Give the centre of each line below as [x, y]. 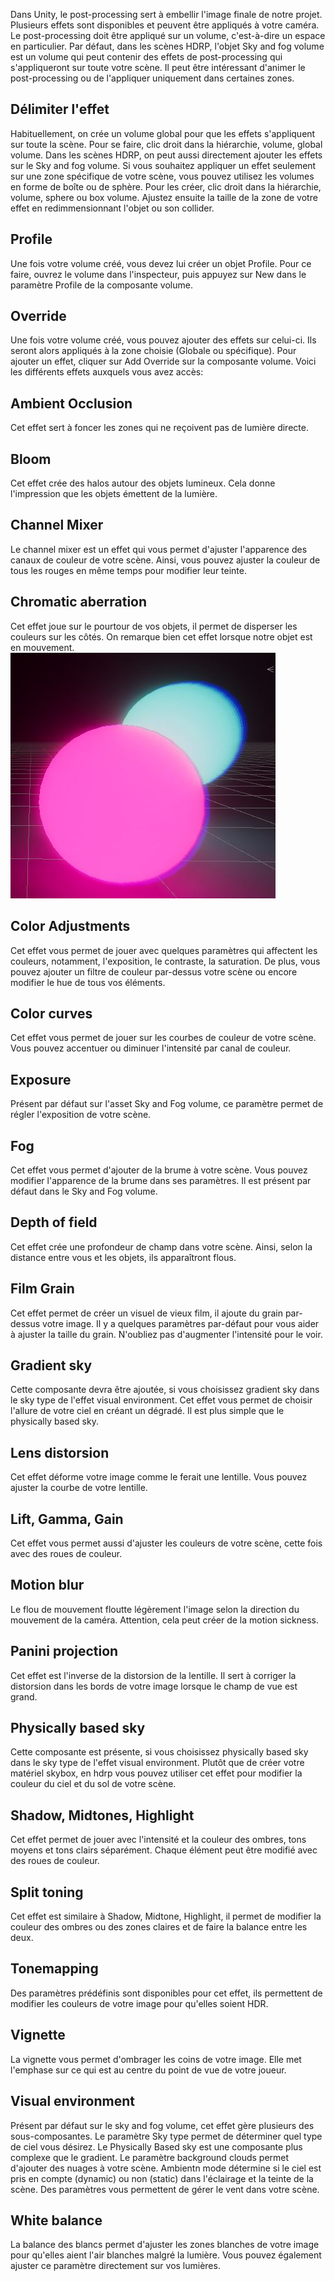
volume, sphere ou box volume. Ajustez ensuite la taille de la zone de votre [164, 197]
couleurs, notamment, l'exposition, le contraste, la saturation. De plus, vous [165, 961]
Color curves [51, 1013]
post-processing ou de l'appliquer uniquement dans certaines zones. [152, 78]
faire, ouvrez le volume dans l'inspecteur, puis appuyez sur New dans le [158, 274]
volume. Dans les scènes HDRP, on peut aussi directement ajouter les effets [166, 155]
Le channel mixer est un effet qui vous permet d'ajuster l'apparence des [159, 549]
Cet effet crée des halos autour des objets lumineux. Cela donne [143, 483]
